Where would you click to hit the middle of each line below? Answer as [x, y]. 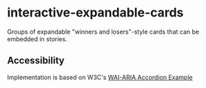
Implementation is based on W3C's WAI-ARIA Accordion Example [100, 77]
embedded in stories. [37, 38]
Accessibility [36, 61]
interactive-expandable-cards [95, 13]
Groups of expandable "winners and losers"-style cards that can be [103, 32]
